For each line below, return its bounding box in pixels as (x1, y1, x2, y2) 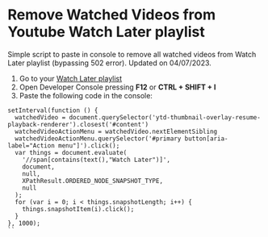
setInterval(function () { (7, 106, 98, 114)
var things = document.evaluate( (15, 148, 128, 156)
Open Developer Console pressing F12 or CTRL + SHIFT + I (19, 82, 216, 92)
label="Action (7, 141, 56, 150)
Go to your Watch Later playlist (19, 73, 123, 83)
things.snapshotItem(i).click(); (22, 205, 135, 213)
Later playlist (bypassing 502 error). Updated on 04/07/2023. (7, 58, 211, 68)
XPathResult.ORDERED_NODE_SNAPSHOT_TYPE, (22, 177, 163, 185)
